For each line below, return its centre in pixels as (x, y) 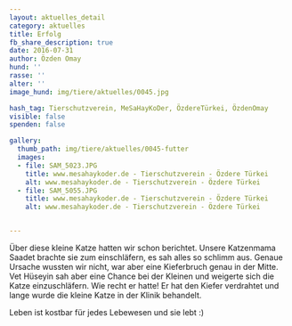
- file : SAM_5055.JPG (57, 191)
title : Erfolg (36, 34)
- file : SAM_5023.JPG (57, 166)
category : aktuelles (48, 26)
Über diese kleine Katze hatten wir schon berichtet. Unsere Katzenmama (142, 248)
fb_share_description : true (61, 42)
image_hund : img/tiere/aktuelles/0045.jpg (89, 92)
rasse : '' (28, 76)
